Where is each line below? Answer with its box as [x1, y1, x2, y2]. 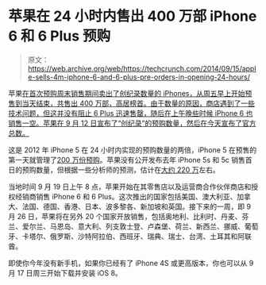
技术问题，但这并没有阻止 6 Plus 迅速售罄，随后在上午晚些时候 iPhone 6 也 [8, 108, 253, 117]
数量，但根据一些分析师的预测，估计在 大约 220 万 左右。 [35, 164, 220, 175]
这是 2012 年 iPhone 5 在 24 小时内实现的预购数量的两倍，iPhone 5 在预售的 [8, 144, 256, 155]
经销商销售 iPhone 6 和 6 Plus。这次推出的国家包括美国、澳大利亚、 [14, 191, 237, 201]
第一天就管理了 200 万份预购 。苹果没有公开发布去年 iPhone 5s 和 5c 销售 [8, 155, 246, 164]
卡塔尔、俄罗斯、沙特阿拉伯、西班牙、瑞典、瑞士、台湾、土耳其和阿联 [21, 231, 252, 241]
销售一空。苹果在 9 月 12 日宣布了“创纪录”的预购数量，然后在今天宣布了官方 [8, 118, 256, 128]
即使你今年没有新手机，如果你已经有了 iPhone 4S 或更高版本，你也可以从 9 [8, 258, 254, 268]
